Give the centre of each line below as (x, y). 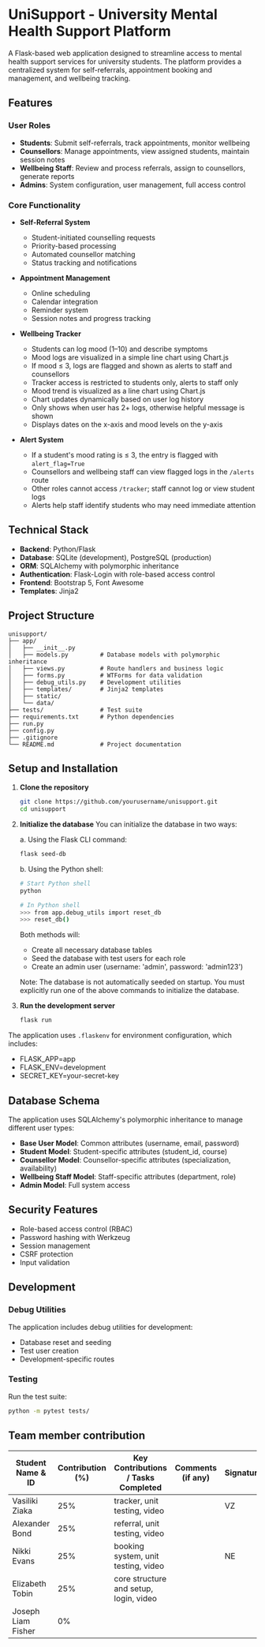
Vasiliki (25, 1500)
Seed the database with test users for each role (108, 958)
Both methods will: (50, 935)
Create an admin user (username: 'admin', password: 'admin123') (137, 967)
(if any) (196, 1477)
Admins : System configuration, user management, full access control (132, 185)
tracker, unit (136, 1500)
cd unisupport (43, 809)
